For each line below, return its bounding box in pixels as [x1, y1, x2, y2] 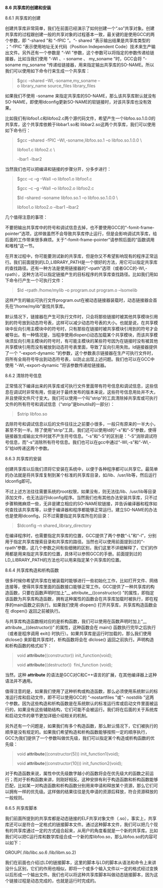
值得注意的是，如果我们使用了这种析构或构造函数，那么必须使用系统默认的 [5, 689, 154, 694]
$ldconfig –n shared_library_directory [16, 523, 92, 528]
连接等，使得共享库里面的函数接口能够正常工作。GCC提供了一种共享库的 [5, 584, 150, 589]
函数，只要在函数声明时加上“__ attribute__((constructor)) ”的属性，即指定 [9, 590, 154, 596]
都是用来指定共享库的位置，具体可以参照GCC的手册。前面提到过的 [9, 551, 142, 557]
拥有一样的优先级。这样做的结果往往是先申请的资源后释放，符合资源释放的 [9, 789, 158, 795]
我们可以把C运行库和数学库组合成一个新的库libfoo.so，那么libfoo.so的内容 [5, 834, 153, 839]
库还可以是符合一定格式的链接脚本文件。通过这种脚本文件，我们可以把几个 [5, 822, 154, 827]
